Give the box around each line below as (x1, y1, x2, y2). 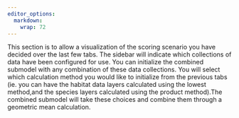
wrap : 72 (20, 23, 46, 30)
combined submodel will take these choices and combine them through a (7, 95, 223, 104)
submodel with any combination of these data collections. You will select (7, 65, 221, 74)
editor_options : (7, 10, 55, 18)
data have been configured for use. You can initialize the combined (7, 58, 204, 66)
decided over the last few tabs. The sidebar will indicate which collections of (7, 50, 232, 59)
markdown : (14, 17, 43, 24)
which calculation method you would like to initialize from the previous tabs (7, 73, 228, 81)
